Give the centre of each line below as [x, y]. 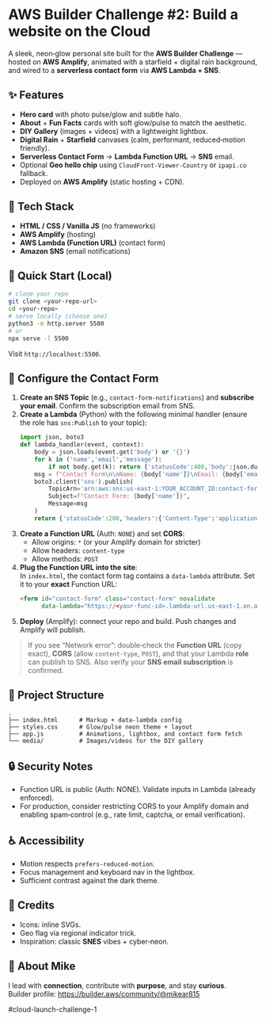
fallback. [34, 173]
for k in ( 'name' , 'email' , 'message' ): [98, 459]
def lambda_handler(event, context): [82, 445]
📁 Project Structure [56, 695]
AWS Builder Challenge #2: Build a [123, 15]
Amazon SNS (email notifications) [75, 251]
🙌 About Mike [42, 966]
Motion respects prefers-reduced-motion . [87, 863]
